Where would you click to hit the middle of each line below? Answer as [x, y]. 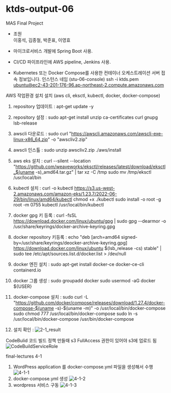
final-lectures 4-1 [24, 356]
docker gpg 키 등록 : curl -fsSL [45, 215]
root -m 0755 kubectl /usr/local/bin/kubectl [58, 204]
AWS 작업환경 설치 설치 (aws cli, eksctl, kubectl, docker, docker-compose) [83, 95]
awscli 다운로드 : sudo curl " [42, 133]
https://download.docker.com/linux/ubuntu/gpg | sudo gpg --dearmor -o [90, 221]
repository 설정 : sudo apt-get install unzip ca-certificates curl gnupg [85, 117]
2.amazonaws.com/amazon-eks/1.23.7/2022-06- [65, 194]
